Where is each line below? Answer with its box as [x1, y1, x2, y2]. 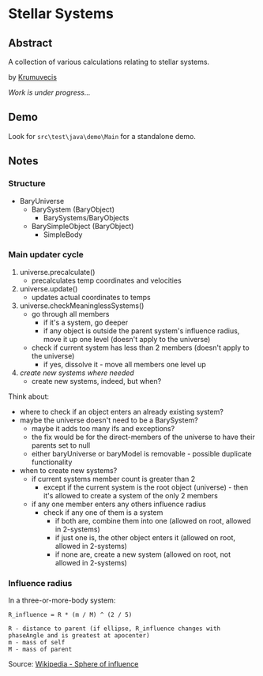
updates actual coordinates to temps [31, 292, 152, 302]
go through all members [31, 309, 110, 318]
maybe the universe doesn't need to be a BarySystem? [19, 415, 199, 425]
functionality [31, 457, 73, 467]
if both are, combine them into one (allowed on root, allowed [54, 516, 251, 525]
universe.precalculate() [19, 267, 96, 276]
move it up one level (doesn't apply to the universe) [43, 334, 211, 344]
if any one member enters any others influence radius [31, 499, 207, 509]
